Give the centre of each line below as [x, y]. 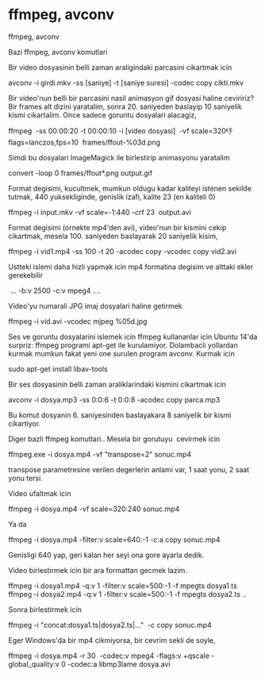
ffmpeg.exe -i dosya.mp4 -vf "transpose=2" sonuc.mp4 [100, 454]
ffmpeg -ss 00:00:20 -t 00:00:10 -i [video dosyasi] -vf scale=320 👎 [121, 131]
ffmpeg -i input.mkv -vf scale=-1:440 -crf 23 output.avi [100, 212]
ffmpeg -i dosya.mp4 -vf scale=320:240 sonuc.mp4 [94, 509]
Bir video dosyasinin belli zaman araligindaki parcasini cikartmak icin [120, 67]
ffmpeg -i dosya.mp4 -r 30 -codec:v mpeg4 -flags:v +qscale [109, 656]
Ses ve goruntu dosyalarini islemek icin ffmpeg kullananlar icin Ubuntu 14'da [133, 337]
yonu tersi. [26, 478]
